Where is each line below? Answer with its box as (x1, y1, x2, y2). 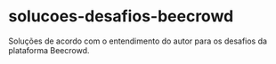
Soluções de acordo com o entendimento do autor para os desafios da (8, 36, 268, 46)
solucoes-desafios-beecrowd (8, 6, 234, 27)
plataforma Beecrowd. (8, 44, 90, 55)
